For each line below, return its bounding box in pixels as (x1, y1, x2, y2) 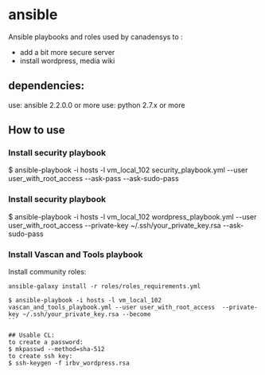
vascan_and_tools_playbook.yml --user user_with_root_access (8, 303, 216, 312)
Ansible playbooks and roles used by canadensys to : (8, 32, 183, 41)
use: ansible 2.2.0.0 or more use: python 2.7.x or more (8, 100, 185, 109)
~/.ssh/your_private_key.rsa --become (22, 310, 151, 318)
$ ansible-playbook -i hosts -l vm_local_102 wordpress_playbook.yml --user (8, 211, 257, 221)
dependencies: (8, 79, 85, 93)
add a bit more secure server (19, 47, 115, 57)
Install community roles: (8, 267, 87, 277)
